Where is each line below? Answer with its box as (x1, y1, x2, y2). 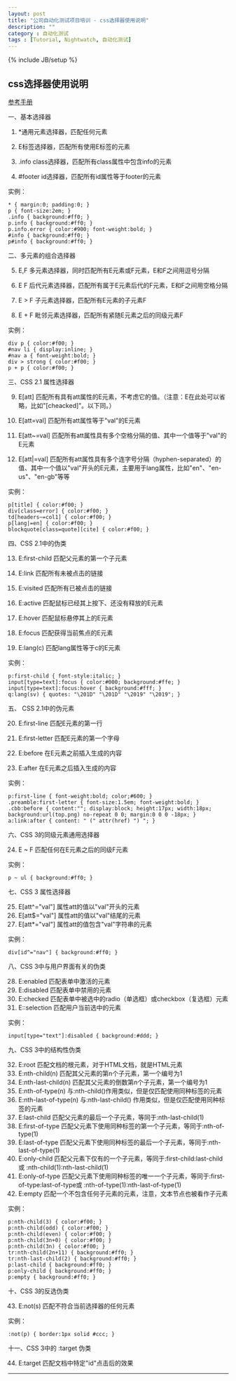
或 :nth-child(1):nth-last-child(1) (18, 1163, 109, 1171)
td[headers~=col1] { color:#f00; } (8, 513, 112, 520)
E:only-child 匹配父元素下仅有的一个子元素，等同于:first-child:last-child (18, 1154, 223, 1163)
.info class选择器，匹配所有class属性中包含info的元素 (18, 157, 172, 166)
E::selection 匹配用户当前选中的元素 (18, 1003, 121, 1012)
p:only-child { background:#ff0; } (8, 1267, 112, 1274)
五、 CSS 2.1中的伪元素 (8, 703, 75, 713)
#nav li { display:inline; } (8, 345, 93, 353)
